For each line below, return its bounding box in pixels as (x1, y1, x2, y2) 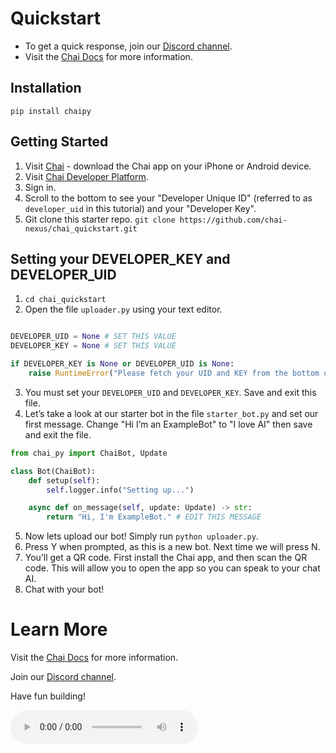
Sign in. (24, 181, 57, 193)
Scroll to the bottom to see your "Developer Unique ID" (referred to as (24, 192, 313, 204)
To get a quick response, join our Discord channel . (24, 40, 233, 52)
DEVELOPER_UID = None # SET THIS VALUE (10, 332, 177, 342)
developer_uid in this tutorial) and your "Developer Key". (24, 202, 257, 214)
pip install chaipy (10, 106, 92, 116)
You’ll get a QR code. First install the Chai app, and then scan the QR (24, 552, 308, 564)
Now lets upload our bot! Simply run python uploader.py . (24, 530, 259, 542)
